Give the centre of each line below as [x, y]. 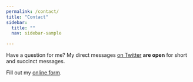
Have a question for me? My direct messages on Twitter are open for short [96, 55]
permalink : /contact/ [33, 11]
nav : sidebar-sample [36, 33]
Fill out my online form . [34, 73]
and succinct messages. [36, 61]
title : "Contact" [27, 17]
